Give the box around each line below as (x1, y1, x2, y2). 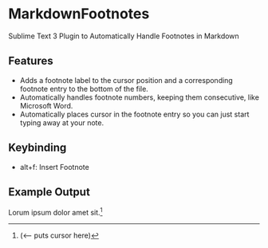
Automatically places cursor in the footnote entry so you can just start (19, 109, 250, 119)
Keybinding (8, 141, 67, 155)
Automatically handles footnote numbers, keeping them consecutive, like (19, 93, 259, 102)
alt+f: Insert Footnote (19, 162, 89, 171)
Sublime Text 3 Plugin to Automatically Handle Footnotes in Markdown (8, 31, 239, 41)
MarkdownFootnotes (8, 5, 150, 23)
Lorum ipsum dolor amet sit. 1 (8, 207, 103, 218)
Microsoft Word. (19, 100, 73, 110)
